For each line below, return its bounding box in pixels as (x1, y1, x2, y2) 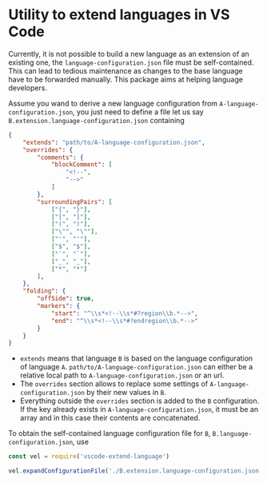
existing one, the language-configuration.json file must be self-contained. (8, 58, 254, 67)
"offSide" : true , (37, 294, 94, 303)
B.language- (212, 430, 253, 438)
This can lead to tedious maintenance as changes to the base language (8, 66, 243, 75)
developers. (8, 82, 48, 93)
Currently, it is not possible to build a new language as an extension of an (8, 49, 249, 58)
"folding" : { (22, 287, 66, 295)
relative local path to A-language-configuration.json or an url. (19, 370, 225, 381)
